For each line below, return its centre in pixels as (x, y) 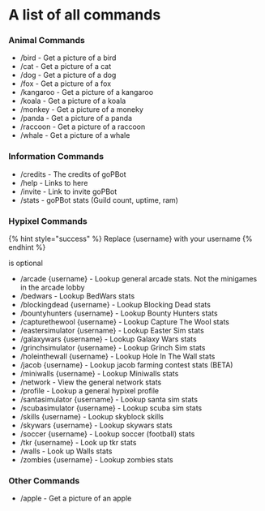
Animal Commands (47, 41)
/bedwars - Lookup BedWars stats (77, 296)
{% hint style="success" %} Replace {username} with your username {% (130, 239)
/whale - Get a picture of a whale (75, 135)
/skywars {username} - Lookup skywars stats (96, 425)
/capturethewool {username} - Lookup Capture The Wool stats (124, 322)
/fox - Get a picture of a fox (66, 84)
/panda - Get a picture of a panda (76, 118)
